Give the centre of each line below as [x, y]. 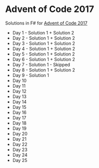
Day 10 [19, 80]
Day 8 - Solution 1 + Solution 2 [43, 70]
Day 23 [20, 149]
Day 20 [20, 133]
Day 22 [20, 144]
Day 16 [19, 112]
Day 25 [20, 160]
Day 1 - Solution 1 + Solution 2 [43, 32]
